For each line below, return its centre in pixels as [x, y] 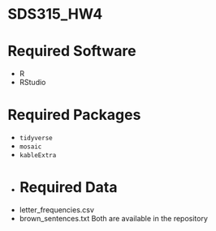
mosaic [30, 147]
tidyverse [36, 139]
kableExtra [38, 156]
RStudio [32, 83]
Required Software [72, 51]
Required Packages [74, 115]
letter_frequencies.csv [57, 210]
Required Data [68, 188]
